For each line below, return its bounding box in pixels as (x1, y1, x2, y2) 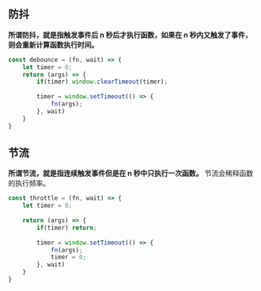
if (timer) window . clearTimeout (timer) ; (36, 78, 168, 86)
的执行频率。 (8, 178, 50, 188)
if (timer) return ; (36, 224, 97, 232)
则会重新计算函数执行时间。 (8, 40, 99, 49)
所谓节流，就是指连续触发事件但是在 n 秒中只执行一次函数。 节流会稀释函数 (8, 169, 254, 178)
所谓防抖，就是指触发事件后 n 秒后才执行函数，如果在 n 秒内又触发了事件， (8, 30, 252, 40)
